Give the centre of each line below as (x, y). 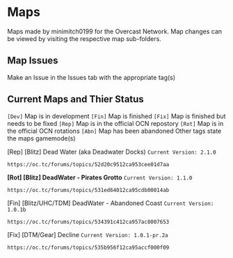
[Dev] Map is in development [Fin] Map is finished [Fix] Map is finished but (116, 116)
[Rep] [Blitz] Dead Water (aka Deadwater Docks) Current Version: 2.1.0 (112, 152)
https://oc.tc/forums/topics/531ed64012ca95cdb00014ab (88, 190)
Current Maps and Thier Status (75, 99)
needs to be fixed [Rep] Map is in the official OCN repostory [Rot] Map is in (115, 123)
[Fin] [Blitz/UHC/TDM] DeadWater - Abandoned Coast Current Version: (111, 203)
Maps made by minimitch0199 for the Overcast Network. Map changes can (115, 31)
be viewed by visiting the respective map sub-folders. (84, 38)
